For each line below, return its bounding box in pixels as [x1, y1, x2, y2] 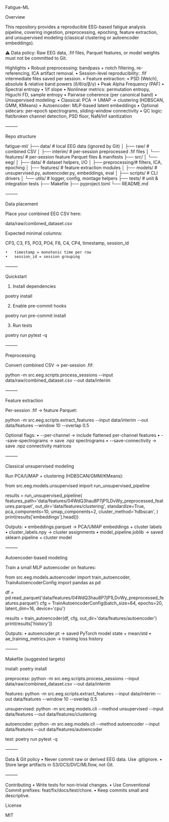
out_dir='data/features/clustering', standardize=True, [35, 503, 145, 509]
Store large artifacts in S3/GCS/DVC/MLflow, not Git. [5, 762, 115, 767]
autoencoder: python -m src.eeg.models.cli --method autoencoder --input [5, 721, 160, 727]
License [5, 802, 22, 808]
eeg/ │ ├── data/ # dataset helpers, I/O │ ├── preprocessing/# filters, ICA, [5, 159, 162, 165]
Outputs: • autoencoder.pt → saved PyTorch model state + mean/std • [5, 631, 151, 636]
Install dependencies [12, 283, 57, 289]
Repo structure [5, 133, 36, 139]
